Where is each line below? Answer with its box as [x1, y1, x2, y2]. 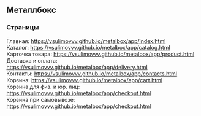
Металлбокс [6, 5, 56, 15]
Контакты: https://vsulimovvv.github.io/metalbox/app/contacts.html [6, 70, 178, 77]
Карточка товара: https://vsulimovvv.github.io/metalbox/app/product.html [6, 50, 195, 58]
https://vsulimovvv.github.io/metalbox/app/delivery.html [6, 63, 148, 71]
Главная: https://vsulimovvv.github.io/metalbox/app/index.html [6, 37, 166, 45]
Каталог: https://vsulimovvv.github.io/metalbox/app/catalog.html [6, 44, 170, 51]
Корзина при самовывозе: [6, 96, 75, 103]
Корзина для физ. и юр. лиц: [6, 83, 80, 90]
